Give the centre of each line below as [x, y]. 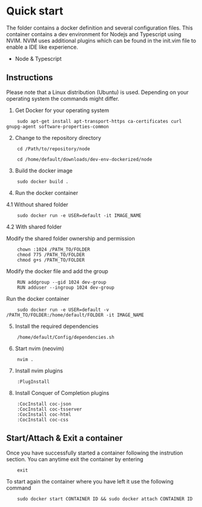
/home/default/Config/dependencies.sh [66, 337]
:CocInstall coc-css [43, 420]
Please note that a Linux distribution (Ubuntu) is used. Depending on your [97, 92]
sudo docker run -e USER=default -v [63, 310]
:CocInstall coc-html [44, 414]
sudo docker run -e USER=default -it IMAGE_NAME [79, 215]
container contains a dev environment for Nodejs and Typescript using [94, 34]
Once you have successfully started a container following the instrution [95, 453]
